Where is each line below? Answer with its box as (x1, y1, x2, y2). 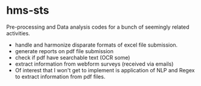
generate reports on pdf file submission (14, 47, 113, 54)
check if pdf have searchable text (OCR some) (14, 54, 130, 61)
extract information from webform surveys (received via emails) (14, 60, 174, 67)
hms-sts (6, 4, 49, 17)
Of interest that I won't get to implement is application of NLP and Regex (14, 66, 195, 73)
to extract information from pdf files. (14, 73, 106, 80)
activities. (6, 29, 30, 36)
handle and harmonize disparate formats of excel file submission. (14, 41, 178, 48)
